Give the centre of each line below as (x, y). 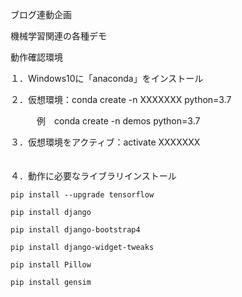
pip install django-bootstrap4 (75, 230)
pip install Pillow (51, 265)
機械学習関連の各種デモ (58, 36)
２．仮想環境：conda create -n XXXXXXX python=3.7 (121, 99)
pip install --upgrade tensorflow (82, 195)
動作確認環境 (36, 57)
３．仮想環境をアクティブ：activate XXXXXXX (105, 142)
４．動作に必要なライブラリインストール (93, 176)
